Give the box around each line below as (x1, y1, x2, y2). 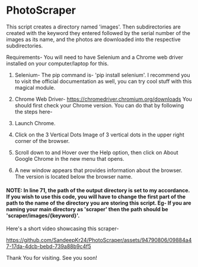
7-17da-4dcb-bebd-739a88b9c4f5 (6, 243, 91, 250)
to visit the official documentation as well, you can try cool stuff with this (14, 78, 192, 85)
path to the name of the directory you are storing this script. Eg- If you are (6, 199, 191, 206)
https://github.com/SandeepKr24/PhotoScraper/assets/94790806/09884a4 (6, 237, 192, 244)
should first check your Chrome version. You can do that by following (14, 101, 184, 109)
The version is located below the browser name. (14, 173, 133, 180)
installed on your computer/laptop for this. (6, 60, 109, 67)
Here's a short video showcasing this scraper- (6, 225, 119, 232)
